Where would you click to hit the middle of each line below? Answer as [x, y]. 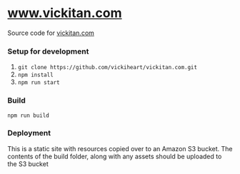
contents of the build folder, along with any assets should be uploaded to [115, 156]
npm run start [39, 83]
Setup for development [48, 51]
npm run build [29, 116]
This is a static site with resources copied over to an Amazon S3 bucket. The [120, 148]
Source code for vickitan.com [51, 33]
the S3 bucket [28, 164]
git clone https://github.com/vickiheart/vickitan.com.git [107, 68]
